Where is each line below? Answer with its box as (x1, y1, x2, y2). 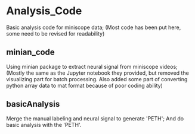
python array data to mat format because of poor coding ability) (6, 82, 163, 89)
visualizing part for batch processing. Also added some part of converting (6, 75, 188, 82)
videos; (159, 63, 178, 70)
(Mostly (6, 69, 25, 76)
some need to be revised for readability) (6, 30, 105, 37)
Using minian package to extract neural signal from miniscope (6, 63, 159, 70)
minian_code (6, 47, 55, 58)
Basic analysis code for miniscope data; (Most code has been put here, (6, 24, 181, 31)
